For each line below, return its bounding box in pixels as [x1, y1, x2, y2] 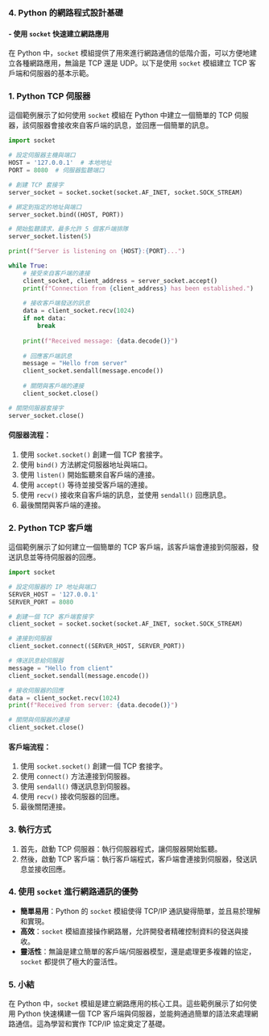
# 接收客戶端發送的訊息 [23, 299, 90, 308]
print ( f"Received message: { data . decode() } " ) [23, 337, 179, 345]
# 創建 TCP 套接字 [8, 180, 64, 189]
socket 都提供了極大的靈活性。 [19, 956, 122, 967]
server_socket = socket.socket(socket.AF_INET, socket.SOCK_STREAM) [8, 188, 243, 196]
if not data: [23, 314, 67, 322]
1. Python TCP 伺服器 [8, 91, 91, 102]
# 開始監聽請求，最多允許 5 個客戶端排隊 [8, 225, 129, 234]
